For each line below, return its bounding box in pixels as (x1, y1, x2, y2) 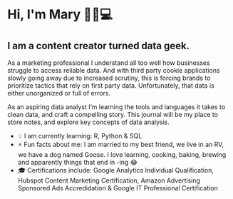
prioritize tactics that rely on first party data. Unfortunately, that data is (7, 81, 215, 90)
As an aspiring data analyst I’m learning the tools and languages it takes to (7, 103, 226, 111)
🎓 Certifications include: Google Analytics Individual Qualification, (17, 166, 214, 174)
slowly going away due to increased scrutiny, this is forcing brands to (7, 73, 211, 82)
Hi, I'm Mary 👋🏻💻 (7, 6, 113, 23)
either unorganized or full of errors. (7, 89, 111, 97)
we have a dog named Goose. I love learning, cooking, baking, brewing (17, 150, 227, 158)
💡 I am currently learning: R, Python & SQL (17, 132, 143, 140)
